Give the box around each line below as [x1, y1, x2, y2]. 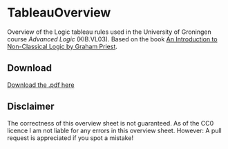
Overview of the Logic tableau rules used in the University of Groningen [7, 28, 212, 36]
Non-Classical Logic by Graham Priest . [7, 42, 117, 50]
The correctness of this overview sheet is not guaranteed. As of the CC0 [7, 119, 214, 127]
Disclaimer [7, 101, 55, 112]
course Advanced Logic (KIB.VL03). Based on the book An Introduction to [7, 34, 218, 43]
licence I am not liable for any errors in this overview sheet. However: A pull [7, 126, 222, 135]
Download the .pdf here [7, 81, 75, 89]
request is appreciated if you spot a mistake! [7, 133, 133, 142]
